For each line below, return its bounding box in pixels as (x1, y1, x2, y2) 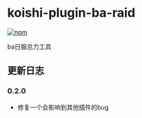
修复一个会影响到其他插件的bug (17, 103, 109, 111)
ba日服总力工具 (7, 42, 52, 50)
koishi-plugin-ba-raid (7, 5, 136, 21)
